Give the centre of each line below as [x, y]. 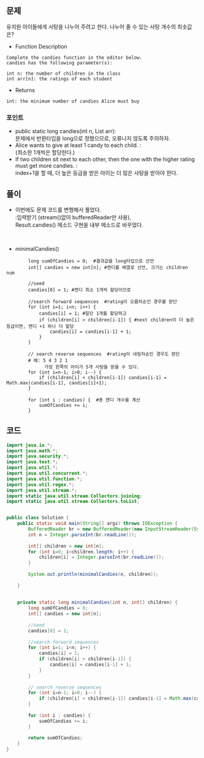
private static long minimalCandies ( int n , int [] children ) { [97, 603]
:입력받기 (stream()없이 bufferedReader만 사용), [73, 217]
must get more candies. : [46, 166]
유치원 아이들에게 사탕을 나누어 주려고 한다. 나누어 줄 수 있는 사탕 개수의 [91, 27]
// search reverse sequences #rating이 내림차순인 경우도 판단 [104, 354]
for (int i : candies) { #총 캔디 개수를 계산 [84, 400]
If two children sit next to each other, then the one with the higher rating [105, 159]
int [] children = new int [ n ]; [66, 546]
